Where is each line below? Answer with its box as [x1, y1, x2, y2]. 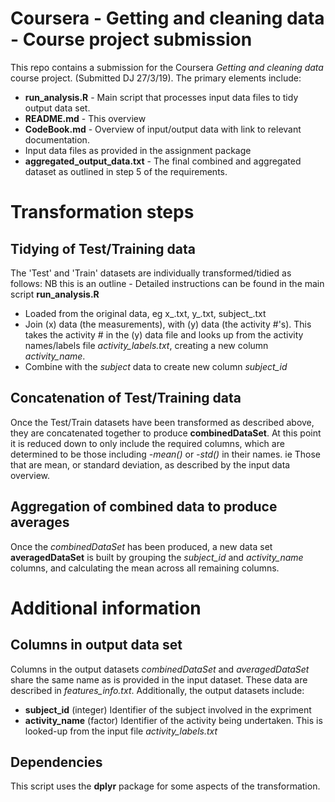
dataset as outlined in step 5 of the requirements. [24, 165, 228, 177]
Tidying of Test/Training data [10, 240, 196, 257]
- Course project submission [10, 28, 253, 51]
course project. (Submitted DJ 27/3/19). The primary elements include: [10, 72, 302, 84]
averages [10, 514, 70, 531]
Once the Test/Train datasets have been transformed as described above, [10, 416, 315, 428]
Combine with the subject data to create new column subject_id [24, 360, 288, 372]
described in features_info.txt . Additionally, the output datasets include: [10, 684, 305, 696]
